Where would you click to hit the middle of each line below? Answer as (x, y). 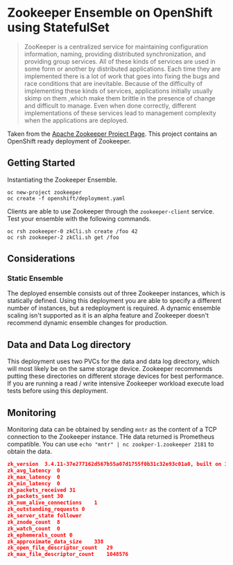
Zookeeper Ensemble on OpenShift (110, 13)
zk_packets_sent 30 (35, 496)
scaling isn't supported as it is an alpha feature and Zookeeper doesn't (108, 315)
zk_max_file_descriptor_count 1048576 (68, 555)
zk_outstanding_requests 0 (46, 510)
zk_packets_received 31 (42, 490)
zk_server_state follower (44, 516)
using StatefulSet (58, 27)
